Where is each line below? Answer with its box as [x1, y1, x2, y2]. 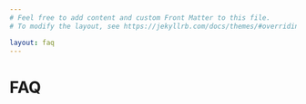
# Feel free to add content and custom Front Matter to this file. [9, 13, 271, 23]
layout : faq [9, 38, 55, 47]
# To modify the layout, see [9, 22, 120, 31]
